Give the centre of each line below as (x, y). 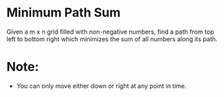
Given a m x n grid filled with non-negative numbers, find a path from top (110, 32)
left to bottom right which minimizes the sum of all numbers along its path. (112, 39)
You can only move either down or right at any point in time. (102, 86)
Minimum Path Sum (64, 13)
